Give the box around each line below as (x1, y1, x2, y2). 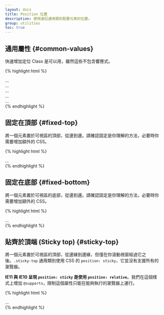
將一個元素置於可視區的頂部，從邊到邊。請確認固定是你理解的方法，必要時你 (5, 132, 159, 138)
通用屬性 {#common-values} (5, 44, 94, 53)
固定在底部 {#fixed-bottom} (5, 178, 90, 186)
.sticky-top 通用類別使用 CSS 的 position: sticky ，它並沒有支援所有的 (14, 258, 159, 263)
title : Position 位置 (5, 12, 48, 17)
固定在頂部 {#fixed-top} (5, 119, 78, 127)
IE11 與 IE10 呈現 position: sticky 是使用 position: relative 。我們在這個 (5, 274, 153, 280)
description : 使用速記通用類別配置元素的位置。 (5, 16, 92, 21)
